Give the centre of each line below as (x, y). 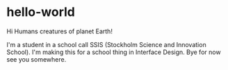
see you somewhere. (36, 59)
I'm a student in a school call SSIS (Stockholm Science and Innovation (106, 44)
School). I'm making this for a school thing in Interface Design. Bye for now (114, 52)
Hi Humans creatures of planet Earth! (59, 31)
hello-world (41, 12)
